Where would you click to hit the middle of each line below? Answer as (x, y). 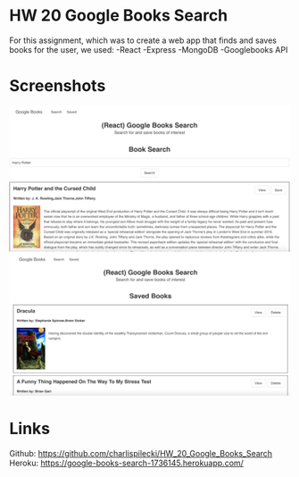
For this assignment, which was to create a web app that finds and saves (143, 40)
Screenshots (58, 86)
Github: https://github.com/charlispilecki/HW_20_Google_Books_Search (141, 454)
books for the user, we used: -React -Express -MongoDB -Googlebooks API (149, 49)
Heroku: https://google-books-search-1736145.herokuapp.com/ (126, 463)
